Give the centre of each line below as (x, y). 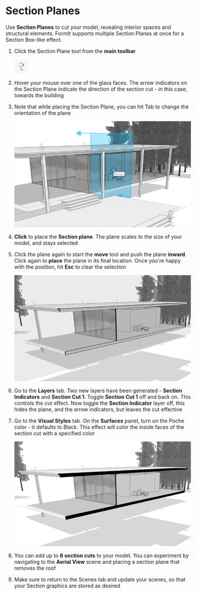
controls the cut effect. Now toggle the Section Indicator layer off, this (99, 403)
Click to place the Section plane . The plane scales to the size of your (98, 237)
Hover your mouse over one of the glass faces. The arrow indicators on (101, 82)
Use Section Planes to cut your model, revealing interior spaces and (88, 27)
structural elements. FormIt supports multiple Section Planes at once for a (95, 33)
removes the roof (35, 568)
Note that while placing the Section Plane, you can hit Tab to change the (101, 107)
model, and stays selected (46, 243)
